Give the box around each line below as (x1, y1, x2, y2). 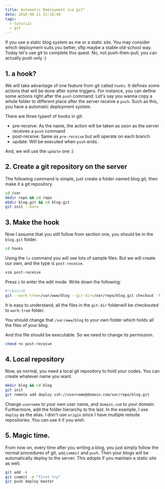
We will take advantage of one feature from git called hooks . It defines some (5, 82, 160, 88)
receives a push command (12, 128, 65, 134)
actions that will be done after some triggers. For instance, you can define (5, 88, 156, 94)
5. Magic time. (5, 432, 51, 440)
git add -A (5, 470, 28, 475)
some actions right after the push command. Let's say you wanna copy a (5, 93, 153, 99)
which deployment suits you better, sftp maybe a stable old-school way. (5, 45, 152, 51)
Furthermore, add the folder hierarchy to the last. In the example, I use (5, 406, 149, 412)
